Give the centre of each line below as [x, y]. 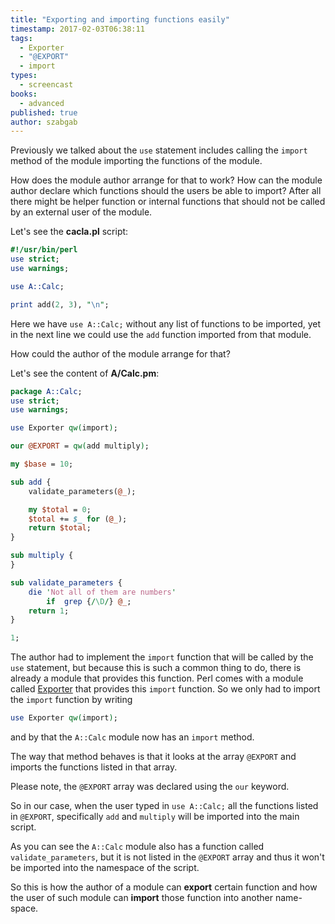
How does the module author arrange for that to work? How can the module [166, 180]
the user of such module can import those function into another [141, 897]
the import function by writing [71, 700]
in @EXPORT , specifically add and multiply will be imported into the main [155, 816]
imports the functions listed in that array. [94, 767]
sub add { [31, 482]
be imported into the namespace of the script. [105, 867]
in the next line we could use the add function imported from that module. [161, 334]
